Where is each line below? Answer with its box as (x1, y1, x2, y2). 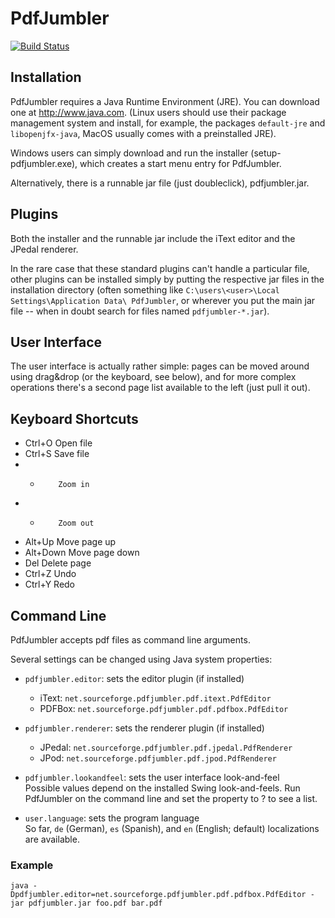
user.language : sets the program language (24, 812, 200, 824)
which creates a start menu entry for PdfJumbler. (79, 157, 282, 169)
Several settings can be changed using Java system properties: (10, 653, 273, 665)
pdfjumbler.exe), (10, 157, 78, 169)
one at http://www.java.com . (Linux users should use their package (10, 106, 287, 118)
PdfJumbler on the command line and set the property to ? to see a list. (24, 793, 318, 804)
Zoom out (58, 518, 95, 529)
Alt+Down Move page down (24, 547, 140, 559)
